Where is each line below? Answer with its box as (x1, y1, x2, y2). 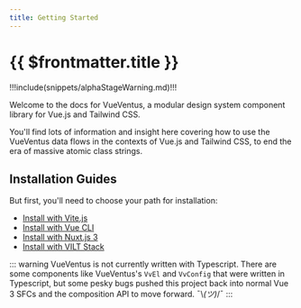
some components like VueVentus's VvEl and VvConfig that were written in (9, 268, 286, 279)
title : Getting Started (9, 13, 99, 23)
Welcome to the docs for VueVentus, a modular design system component (9, 99, 286, 110)
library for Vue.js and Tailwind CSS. (9, 109, 141, 120)
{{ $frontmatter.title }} (9, 51, 179, 72)
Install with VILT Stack (22, 241, 105, 252)
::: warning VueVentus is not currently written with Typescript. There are (9, 258, 278, 270)
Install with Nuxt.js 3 (22, 231, 98, 243)
